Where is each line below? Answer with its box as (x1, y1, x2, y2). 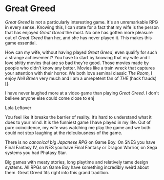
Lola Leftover (5, 105, 32, 111)
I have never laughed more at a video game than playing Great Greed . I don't (5, 90, 159, 96)
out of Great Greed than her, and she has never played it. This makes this (5, 35, 152, 41)
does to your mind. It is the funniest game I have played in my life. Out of (5, 119, 151, 125)
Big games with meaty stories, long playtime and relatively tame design (5, 159, 148, 165)
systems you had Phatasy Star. (5, 150, 67, 156)
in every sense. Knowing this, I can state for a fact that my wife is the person (5, 24, 159, 30)
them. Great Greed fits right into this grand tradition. (5, 169, 110, 175)
